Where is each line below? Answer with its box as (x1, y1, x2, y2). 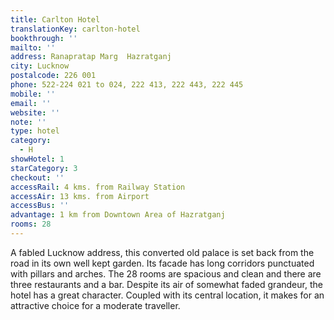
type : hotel (10, 126, 60, 136)
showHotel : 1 (10, 154, 65, 164)
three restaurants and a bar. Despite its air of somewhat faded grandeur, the (10, 278, 323, 290)
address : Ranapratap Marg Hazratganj (10, 52, 172, 62)
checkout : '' (10, 172, 65, 183)
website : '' (10, 107, 60, 118)
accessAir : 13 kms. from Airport (10, 191, 150, 201)
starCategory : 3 (10, 163, 78, 173)
